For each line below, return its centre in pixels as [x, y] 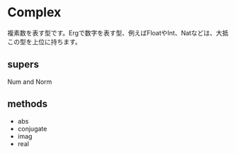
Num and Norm [30, 82]
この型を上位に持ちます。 [44, 42]
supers [23, 65]
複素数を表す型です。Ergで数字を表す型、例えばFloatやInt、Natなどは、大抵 [118, 33]
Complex [34, 12]
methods [28, 104]
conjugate [32, 128]
